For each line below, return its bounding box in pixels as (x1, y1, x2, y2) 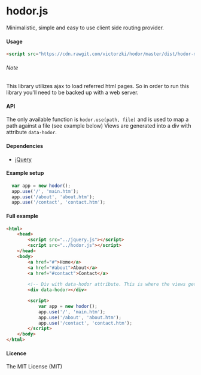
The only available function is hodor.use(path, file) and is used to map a (6, 116, 189, 123)
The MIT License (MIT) (6, 363, 63, 370)
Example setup (6, 170, 44, 177)
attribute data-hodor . (6, 129, 57, 136)
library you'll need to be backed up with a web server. (6, 89, 139, 96)
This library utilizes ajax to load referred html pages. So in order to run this (6, 83, 190, 90)
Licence (6, 349, 27, 357)
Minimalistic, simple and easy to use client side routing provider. (6, 24, 165, 31)
